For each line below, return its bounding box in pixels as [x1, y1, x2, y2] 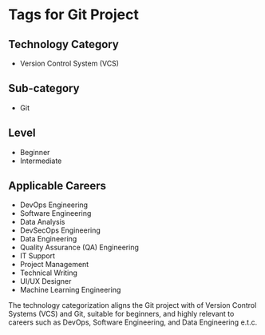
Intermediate [19, 156, 62, 166]
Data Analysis [19, 217, 65, 227]
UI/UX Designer [19, 277, 72, 286]
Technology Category [8, 38, 120, 51]
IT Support [19, 251, 56, 261]
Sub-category [8, 82, 80, 95]
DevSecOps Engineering [19, 225, 101, 235]
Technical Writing [19, 268, 78, 277]
